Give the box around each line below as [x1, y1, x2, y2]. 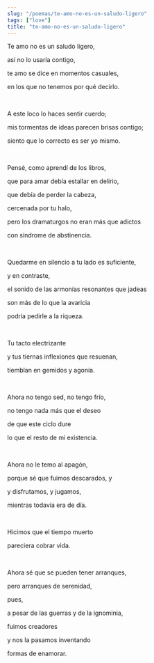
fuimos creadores [7, 623, 58, 631]
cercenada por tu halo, [7, 204, 72, 212]
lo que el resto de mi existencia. [7, 433, 99, 442]
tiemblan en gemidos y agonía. [7, 366, 95, 375]
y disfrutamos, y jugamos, [7, 487, 82, 496]
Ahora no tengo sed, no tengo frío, [7, 393, 106, 401]
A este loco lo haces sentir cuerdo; [7, 109, 107, 118]
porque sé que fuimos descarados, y [7, 474, 112, 483]
